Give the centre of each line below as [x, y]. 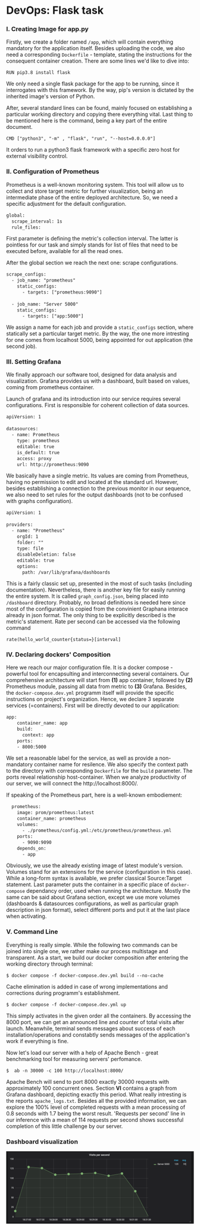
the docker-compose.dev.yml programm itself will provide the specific [90, 693]
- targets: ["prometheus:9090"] [62, 292]
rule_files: [26, 227]
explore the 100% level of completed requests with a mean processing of [96, 1107]
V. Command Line [32, 932]
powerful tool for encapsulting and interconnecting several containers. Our [98, 674]
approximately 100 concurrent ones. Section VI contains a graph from [92, 1088]
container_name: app [42, 723]
